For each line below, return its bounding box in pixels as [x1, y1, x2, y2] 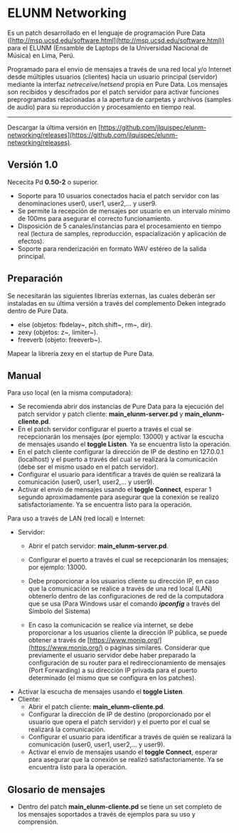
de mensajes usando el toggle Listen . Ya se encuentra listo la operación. [17, 440, 231, 448]
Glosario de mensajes [7, 783, 105, 795]
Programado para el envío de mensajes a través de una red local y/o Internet [7, 65, 232, 73]
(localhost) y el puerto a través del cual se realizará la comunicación [17, 455, 218, 463]
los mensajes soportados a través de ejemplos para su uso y [17, 810, 196, 819]
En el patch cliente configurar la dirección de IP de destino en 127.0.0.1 [17, 448, 224, 456]
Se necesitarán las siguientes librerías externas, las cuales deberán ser [7, 291, 216, 300]
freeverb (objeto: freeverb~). [17, 335, 102, 344]
